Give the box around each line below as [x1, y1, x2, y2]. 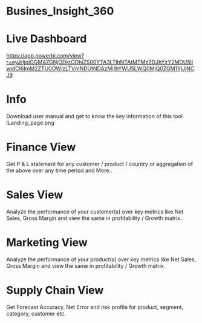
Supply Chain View [6, 284, 104, 298]
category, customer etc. [6, 310, 67, 317]
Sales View [6, 188, 64, 202]
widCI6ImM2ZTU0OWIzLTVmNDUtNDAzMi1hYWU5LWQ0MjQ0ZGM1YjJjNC [6, 65, 195, 72]
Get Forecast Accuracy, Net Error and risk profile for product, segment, [6, 303, 183, 310]
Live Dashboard [6, 32, 87, 46]
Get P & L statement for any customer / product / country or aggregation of [6, 161, 194, 167]
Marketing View [6, 236, 88, 250]
